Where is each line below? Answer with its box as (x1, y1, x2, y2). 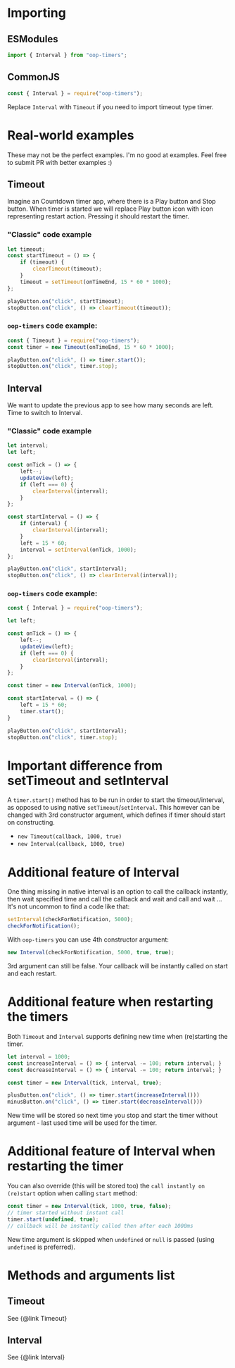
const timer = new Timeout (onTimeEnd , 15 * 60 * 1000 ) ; (7, 343, 174, 350)
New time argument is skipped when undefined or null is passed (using (7, 1235, 215, 1243)
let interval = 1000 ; (7, 1053, 71, 1060)
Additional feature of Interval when (7, 1143, 216, 1159)
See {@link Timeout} (7, 1314, 68, 1322)
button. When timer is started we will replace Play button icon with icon (7, 204, 213, 213)
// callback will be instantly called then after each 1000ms (7, 1222, 193, 1229)
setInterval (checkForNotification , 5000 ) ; (7, 916, 134, 923)
